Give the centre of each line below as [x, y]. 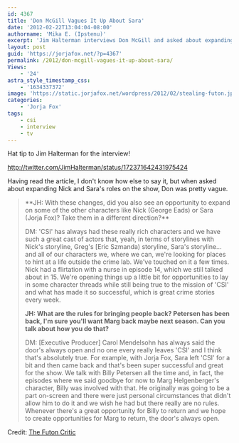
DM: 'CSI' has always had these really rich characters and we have [122, 232]
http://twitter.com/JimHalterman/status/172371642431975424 [98, 168]
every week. [43, 300]
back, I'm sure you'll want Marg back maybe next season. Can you [125, 321]
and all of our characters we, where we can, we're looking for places [125, 255]
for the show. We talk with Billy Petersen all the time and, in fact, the [124, 373]
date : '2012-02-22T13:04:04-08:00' [60, 27]
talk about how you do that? [67, 329]
